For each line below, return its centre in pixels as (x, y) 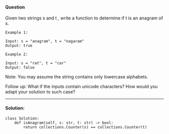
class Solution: (22, 118)
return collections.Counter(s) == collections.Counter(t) (85, 127)
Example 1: (17, 32)
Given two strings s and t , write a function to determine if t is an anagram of (84, 18)
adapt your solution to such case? (40, 92)
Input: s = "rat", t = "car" (36, 63)
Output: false (20, 67)
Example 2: (17, 54)
